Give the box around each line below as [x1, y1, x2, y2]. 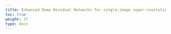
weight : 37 [5, 16, 28, 21]
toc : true [5, 12, 26, 17]
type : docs [5, 21, 28, 26]
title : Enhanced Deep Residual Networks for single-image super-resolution [5, 7, 169, 12]
